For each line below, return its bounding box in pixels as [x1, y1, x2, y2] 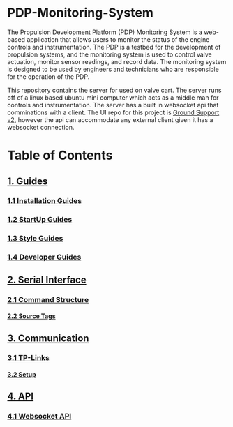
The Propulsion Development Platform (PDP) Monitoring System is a [7, 28, 202, 36]
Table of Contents [7, 148, 113, 163]
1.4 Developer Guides [7, 253, 82, 262]
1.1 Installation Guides [7, 196, 82, 206]
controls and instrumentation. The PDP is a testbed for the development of [7, 43, 221, 51]
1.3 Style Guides [7, 234, 63, 244]
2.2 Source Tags [7, 312, 56, 320]
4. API [7, 391, 34, 403]
